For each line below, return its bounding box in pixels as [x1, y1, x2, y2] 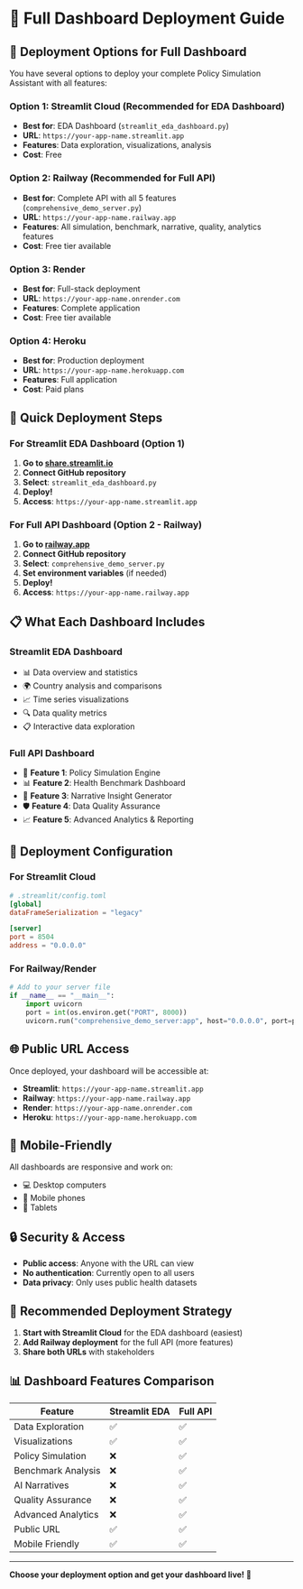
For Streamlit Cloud [9, 871, 96, 883]
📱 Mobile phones [22, 1193, 86, 1204]
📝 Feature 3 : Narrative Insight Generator [22, 790, 173, 801]
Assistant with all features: [9, 78, 108, 88]
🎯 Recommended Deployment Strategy [9, 1303, 233, 1318]
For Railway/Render [9, 963, 97, 975]
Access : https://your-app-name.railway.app [22, 587, 189, 598]
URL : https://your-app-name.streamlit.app [22, 130, 185, 141]
